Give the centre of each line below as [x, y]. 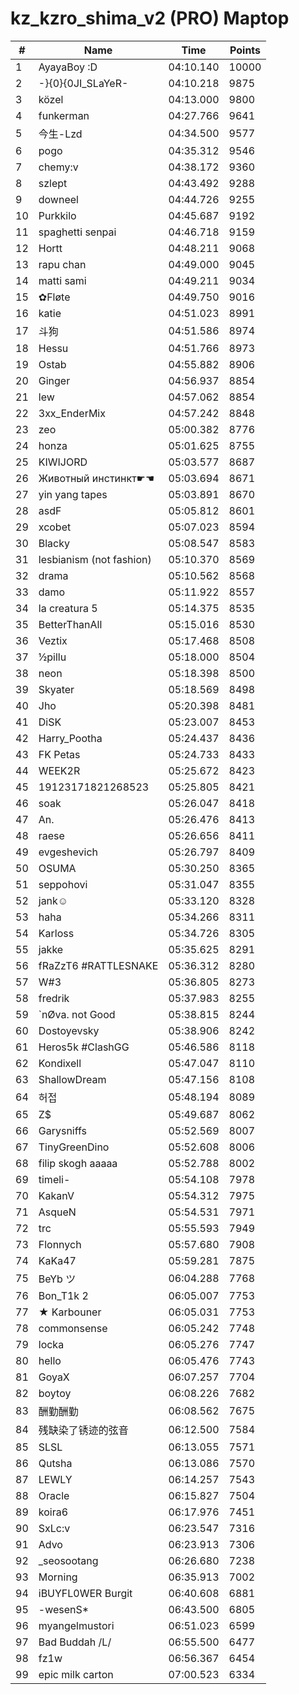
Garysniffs [63, 1130]
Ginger [54, 380]
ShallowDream [72, 1079]
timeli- [54, 1179]
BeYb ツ [57, 1279]
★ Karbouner [70, 1312]
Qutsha [55, 1463]
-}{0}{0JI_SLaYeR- [83, 83]
